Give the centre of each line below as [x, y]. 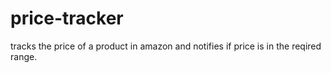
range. [24, 56]
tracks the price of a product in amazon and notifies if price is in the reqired [166, 46]
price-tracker [67, 18]
